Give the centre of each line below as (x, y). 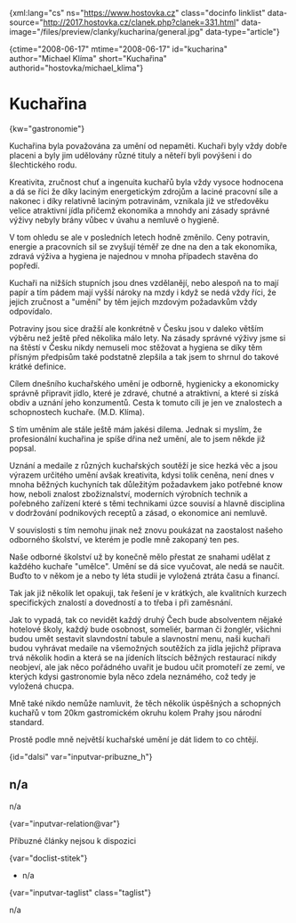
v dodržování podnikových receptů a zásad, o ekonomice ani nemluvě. (139, 512)
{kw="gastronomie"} (47, 128)
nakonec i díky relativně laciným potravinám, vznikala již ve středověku (139, 200)
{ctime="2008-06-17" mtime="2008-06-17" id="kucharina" (119, 49)
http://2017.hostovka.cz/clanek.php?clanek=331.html (140, 22)
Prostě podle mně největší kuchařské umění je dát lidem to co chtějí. (134, 739)
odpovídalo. (31, 311)
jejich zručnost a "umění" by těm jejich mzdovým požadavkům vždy (133, 301)
